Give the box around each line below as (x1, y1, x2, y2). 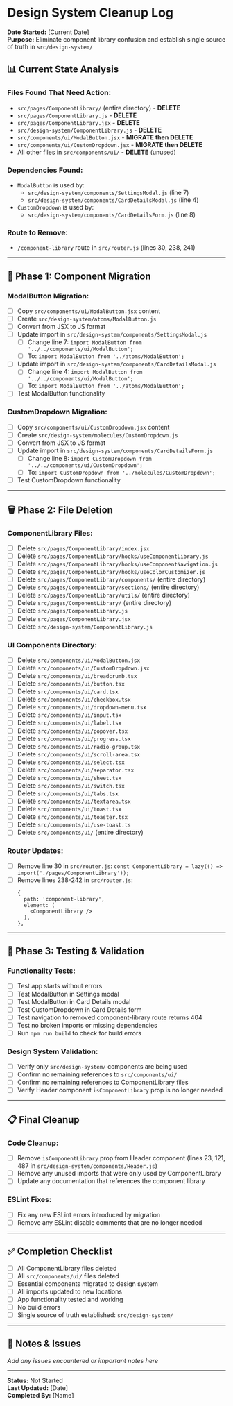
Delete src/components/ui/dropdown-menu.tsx (17, 703, 147, 711)
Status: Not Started (7, 1376, 64, 1384)
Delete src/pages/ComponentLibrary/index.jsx (17, 543, 150, 552)
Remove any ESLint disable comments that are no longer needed (17, 1218, 202, 1226)
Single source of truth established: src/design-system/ (17, 1310, 173, 1319)
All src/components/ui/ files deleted (17, 1271, 119, 1280)
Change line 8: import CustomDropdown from (27, 455, 152, 463)
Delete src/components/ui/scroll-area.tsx (17, 749, 141, 758)
